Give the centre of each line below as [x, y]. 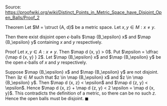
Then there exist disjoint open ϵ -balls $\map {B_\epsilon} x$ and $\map [78, 37]
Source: [13, 7]
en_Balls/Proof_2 [22, 18]
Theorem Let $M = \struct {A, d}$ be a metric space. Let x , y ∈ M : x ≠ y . [80, 27]
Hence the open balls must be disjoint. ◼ [47, 99]
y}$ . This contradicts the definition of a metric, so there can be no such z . [81, 93]
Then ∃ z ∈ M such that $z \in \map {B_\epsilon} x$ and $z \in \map [74, 77]
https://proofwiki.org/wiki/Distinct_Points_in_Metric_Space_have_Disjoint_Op [83, 12]
